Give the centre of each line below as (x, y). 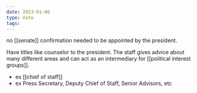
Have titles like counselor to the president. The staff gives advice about (95, 52)
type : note (20, 18)
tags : (13, 23)
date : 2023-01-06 (28, 12)
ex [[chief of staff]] (39, 77)
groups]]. (18, 65)
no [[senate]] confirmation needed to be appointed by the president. (92, 41)
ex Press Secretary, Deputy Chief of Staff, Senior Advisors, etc (93, 83)
